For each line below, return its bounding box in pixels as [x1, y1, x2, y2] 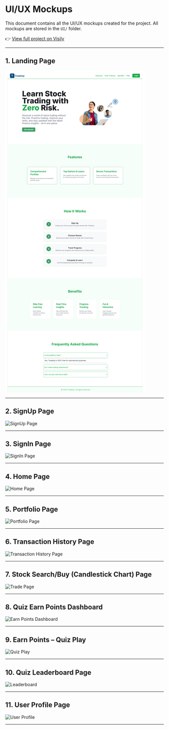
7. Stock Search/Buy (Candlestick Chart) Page [5, 570, 152, 579]
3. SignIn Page [5, 439, 51, 448]
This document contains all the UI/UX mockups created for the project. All [5, 20, 158, 26]
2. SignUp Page [5, 407, 54, 416]
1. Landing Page [5, 57, 56, 65]
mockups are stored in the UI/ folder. [5, 25, 82, 31]
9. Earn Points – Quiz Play [5, 635, 87, 644]
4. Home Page [5, 472, 50, 481]
